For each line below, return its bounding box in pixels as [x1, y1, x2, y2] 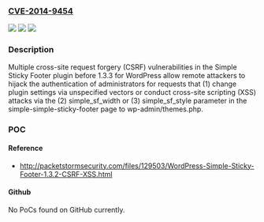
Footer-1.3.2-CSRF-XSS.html [19, 169, 113, 179]
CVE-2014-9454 [8, 6, 73, 17]
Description [8, 44, 54, 55]
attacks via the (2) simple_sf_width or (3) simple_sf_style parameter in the [8, 96, 247, 105]
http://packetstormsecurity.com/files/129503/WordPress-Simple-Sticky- [19, 160, 255, 171]
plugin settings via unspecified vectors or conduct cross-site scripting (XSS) [8, 87, 256, 96]
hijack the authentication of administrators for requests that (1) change [8, 79, 237, 88]
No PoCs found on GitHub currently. [8, 205, 125, 214]
